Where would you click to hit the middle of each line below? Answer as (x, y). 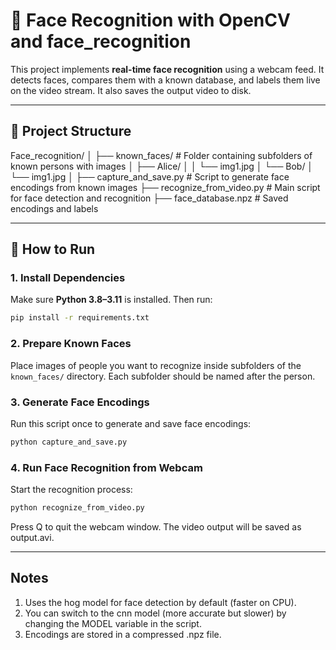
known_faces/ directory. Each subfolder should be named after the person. (163, 376)
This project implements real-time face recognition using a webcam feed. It (167, 69)
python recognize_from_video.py (77, 508)
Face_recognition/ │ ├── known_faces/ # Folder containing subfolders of (161, 155)
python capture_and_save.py (69, 442)
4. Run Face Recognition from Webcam (106, 467)
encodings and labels (54, 208)
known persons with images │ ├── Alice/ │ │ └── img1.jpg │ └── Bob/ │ (162, 166)
